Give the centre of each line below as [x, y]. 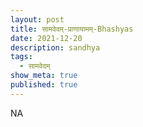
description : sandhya [55, 47]
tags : [21, 57]
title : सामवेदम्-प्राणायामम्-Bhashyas [72, 29]
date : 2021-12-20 [46, 38]
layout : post [37, 19]
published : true [44, 85]
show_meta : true [44, 76]
